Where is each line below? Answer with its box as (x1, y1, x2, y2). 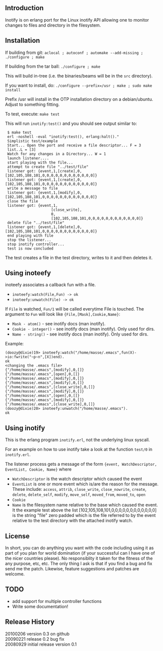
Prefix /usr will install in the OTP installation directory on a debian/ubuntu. (5, 96, 153, 102)
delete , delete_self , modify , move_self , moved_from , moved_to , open (12, 491, 146, 498)
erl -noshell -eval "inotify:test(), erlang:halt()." (7, 134, 119, 139)
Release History (5, 618, 55, 626)
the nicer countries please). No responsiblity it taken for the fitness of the (5, 555, 153, 562)
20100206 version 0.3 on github (5, 631, 70, 637)
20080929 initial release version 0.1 (5, 641, 77, 647)
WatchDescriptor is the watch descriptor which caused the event (12, 476, 142, 482)
